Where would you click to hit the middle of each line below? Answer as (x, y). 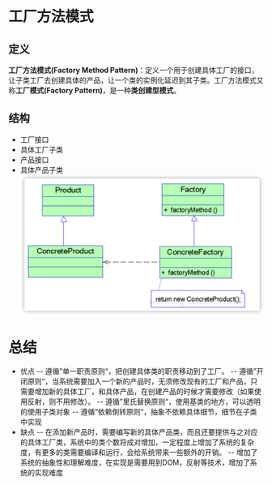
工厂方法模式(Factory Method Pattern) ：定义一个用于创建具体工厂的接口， (134, 70)
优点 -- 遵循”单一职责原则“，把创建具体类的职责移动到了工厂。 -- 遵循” (138, 371)
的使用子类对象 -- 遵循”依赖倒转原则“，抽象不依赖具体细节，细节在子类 (138, 412)
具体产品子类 (41, 170)
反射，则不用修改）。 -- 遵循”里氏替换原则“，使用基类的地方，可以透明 (144, 401)
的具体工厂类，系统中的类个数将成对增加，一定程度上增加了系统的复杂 (137, 442)
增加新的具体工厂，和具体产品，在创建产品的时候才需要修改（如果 (144, 392)
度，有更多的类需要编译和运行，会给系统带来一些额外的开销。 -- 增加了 (139, 453)
